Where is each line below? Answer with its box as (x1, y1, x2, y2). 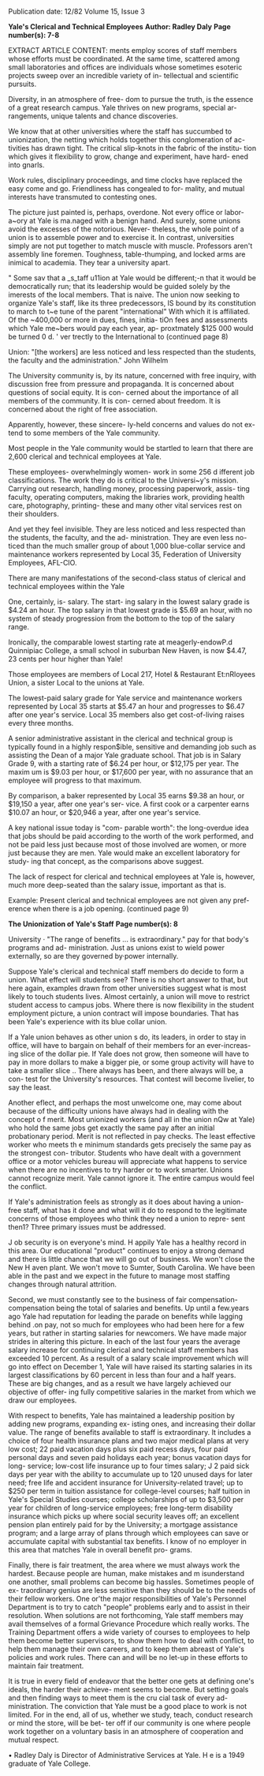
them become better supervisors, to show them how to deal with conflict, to (8, 1636, 255, 1645)
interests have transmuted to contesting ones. (8, 193, 158, 201)
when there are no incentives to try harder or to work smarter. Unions (8, 1165, 233, 1174)
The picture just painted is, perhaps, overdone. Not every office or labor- (8, 208, 244, 216)
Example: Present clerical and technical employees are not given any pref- (8, 896, 250, 905)
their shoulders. (8, 509, 59, 518)
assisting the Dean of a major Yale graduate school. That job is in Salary (8, 750, 242, 760)
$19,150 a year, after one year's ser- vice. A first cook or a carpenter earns (8, 799, 250, 809)
